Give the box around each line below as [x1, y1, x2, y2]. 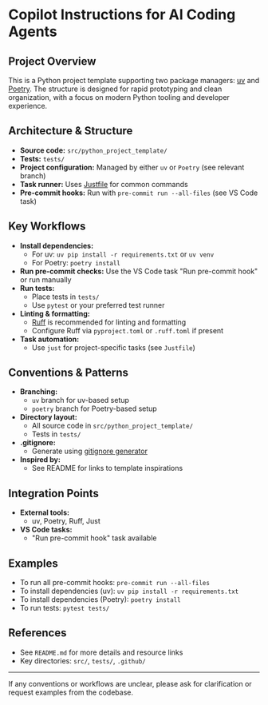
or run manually [19, 274, 72, 285]
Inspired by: [19, 455, 61, 464]
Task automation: [19, 334, 80, 344]
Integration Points [8, 486, 100, 500]
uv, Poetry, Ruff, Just [31, 516, 101, 526]
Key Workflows [8, 220, 86, 233]
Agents [8, 22, 57, 41]
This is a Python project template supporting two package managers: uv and [8, 76, 260, 85]
